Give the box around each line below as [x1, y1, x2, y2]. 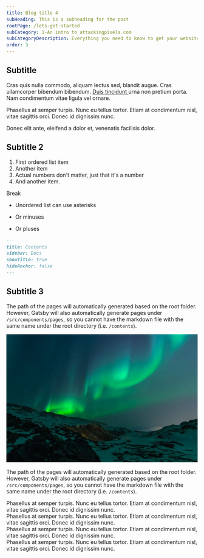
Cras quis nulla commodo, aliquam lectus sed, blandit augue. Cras [6, 81, 172, 88]
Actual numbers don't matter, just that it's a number [15, 171, 144, 178]
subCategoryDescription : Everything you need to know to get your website [6, 35, 200, 42]
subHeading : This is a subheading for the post [6, 16, 129, 23]
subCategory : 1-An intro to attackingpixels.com [6, 29, 132, 35]
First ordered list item [15, 158, 69, 166]
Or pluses [15, 225, 39, 232]
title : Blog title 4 [6, 10, 59, 16]
